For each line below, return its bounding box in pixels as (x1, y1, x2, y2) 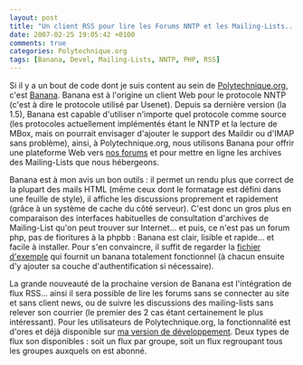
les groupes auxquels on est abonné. (9, 345, 147, 356)
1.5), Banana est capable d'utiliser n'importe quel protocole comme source (9, 109, 287, 119)
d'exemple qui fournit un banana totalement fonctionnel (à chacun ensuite (9, 251, 285, 262)
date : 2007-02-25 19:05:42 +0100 (9, 30, 136, 39)
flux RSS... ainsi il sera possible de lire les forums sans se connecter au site (9, 288, 289, 298)
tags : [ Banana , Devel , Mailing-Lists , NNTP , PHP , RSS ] (9, 55, 221, 64)
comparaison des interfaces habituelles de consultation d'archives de (9, 213, 270, 223)
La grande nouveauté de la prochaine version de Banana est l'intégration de (9, 278, 292, 289)
